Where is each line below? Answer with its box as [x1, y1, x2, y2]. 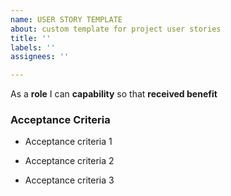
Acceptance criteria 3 [24, 174, 115, 186]
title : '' [10, 33, 52, 43]
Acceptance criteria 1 [24, 136, 113, 148]
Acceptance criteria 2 [24, 155, 115, 167]
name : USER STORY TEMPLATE [10, 14, 123, 25]
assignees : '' [10, 52, 70, 62]
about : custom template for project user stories [10, 24, 222, 34]
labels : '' [10, 42, 56, 53]
